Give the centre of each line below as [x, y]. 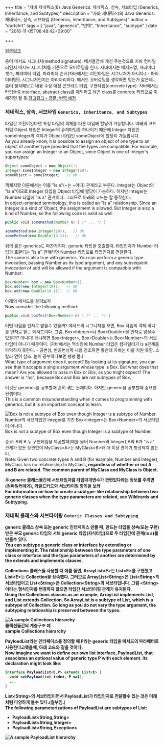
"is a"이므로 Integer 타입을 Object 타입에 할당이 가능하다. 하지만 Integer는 [76, 191]
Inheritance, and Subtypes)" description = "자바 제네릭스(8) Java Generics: [80, 13]
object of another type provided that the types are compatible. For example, [82, 147]
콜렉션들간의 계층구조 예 [28, 626]
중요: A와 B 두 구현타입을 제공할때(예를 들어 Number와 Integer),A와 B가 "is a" [80, 442]
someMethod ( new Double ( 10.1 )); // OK [46, 236]
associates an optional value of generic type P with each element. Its [76, 658]
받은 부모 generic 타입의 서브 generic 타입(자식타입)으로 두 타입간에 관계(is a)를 [82, 533]
